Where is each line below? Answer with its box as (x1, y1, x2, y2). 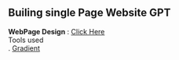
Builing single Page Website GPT (8, 6, 171, 19)
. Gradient (8, 43, 41, 53)
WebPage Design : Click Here (8, 26, 105, 36)
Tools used (8, 35, 44, 44)
